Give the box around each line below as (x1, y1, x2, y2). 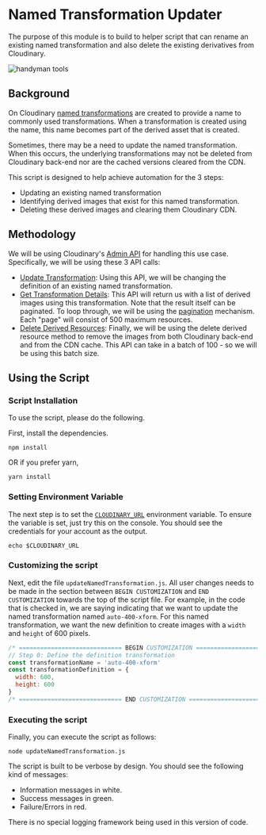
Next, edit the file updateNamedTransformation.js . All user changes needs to (8, 577, 255, 588)
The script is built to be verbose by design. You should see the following (8, 761, 244, 771)
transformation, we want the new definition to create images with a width (8, 620, 246, 630)
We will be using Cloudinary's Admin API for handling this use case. (8, 248, 229, 259)
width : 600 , (15, 673, 55, 681)
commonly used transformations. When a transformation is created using (8, 117, 247, 126)
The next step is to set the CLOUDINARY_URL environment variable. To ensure (8, 509, 252, 519)
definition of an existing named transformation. (19, 281, 173, 290)
